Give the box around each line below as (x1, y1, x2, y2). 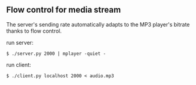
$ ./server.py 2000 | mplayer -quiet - (6, 51, 106, 57)
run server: (6, 39, 34, 46)
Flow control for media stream (6, 5, 121, 15)
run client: (6, 61, 31, 68)
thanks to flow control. (6, 27, 62, 34)
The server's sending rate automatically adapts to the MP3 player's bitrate (6, 20, 190, 28)
